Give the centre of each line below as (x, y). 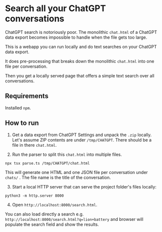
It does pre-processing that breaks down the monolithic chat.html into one (80, 61)
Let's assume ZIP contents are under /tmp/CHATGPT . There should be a (82, 140)
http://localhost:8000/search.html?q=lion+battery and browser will (74, 219)
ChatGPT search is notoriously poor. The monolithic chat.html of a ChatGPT (81, 32)
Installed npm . (18, 108)
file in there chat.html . (34, 145)
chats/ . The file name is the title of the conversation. (58, 177)
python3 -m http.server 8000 (34, 196)
